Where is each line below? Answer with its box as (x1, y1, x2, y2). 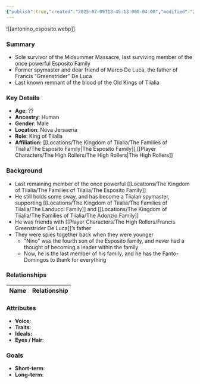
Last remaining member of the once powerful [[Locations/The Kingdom (14, 180, 190, 187)
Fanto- (162, 250, 179, 257)
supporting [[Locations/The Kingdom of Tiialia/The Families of (14, 199, 168, 206)
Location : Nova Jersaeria (14, 126, 77, 134)
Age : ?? (14, 107, 34, 114)
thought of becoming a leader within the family (23, 243, 139, 250)
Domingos (23, 256, 49, 263)
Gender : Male (14, 120, 49, 127)
